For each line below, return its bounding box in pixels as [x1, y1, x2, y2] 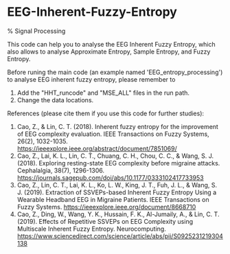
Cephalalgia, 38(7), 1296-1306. [16, 166, 105, 174]
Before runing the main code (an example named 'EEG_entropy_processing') [7, 68, 223, 76]
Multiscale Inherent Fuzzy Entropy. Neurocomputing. [16, 224, 166, 233]
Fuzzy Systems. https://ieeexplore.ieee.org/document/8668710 [16, 203, 196, 211]
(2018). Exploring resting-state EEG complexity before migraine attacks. [16, 159, 220, 167]
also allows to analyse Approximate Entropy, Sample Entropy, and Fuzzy [7, 47, 211, 56]
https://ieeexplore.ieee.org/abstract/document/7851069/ [16, 144, 177, 152]
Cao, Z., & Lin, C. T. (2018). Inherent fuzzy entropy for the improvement [16, 122, 218, 130]
